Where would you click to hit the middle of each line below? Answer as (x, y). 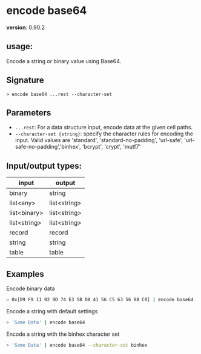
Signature (25, 80)
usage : (20, 46)
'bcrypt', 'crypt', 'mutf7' (111, 147)
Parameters (29, 113)
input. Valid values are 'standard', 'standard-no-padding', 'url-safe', (99, 140)
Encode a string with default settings (52, 311)
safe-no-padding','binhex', (48, 147)
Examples (25, 274)
